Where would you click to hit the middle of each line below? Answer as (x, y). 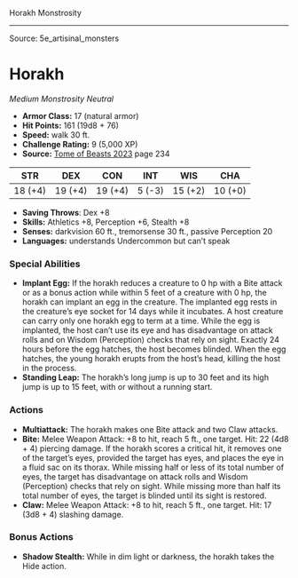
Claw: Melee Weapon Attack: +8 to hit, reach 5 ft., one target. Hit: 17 (147, 504)
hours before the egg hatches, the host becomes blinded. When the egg (154, 349)
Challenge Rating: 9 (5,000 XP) (80, 144)
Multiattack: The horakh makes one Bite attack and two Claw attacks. (150, 429)
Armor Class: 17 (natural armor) (80, 115)
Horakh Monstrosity (46, 13)
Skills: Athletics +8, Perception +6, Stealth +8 (106, 222)
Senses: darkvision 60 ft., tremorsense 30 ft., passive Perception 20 (147, 231)
